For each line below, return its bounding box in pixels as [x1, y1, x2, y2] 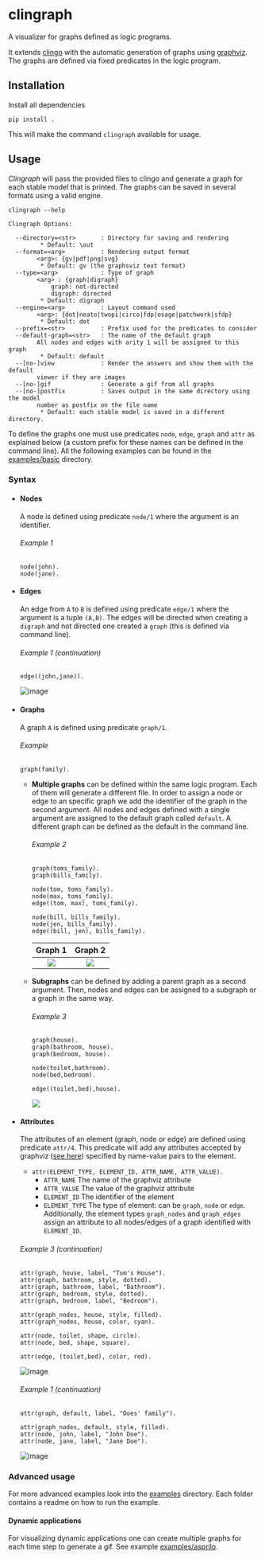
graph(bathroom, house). [31, 1043, 114, 1052]
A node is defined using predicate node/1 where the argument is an [19, 511, 240, 521]
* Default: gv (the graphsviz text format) [40, 261, 186, 270]
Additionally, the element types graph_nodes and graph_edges [43, 1209, 241, 1219]
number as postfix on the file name [36, 400, 158, 409]
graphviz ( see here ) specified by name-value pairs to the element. [19, 1151, 236, 1161]
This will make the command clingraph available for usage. [8, 129, 202, 139]
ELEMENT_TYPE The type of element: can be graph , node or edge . [43, 1201, 246, 1210]
